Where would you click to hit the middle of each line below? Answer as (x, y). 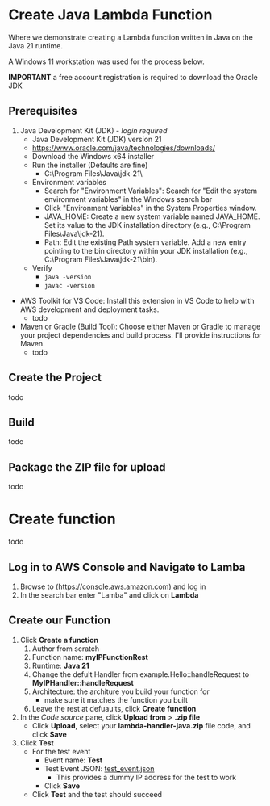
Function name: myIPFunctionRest (90, 657)
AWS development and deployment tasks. (89, 309)
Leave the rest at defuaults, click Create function (114, 708)
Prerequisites (43, 111)
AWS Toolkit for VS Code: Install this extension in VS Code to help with (137, 300)
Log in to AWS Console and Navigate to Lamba (127, 567)
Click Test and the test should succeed (97, 794)
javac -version (69, 285)
